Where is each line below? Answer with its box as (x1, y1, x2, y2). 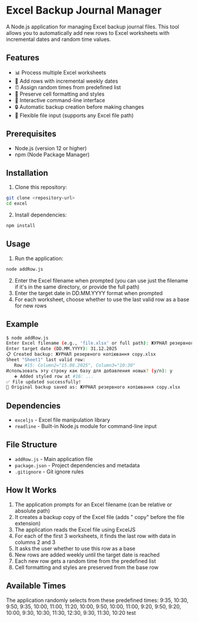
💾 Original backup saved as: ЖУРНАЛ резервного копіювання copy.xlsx (6, 384, 181, 390)
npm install (6, 223, 35, 229)
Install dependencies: (14, 211, 67, 219)
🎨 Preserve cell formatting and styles (14, 90, 105, 98)
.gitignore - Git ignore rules (14, 468, 84, 475)
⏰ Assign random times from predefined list (14, 83, 121, 90)
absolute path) (14, 507, 50, 514)
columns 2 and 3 (14, 539, 56, 546)
